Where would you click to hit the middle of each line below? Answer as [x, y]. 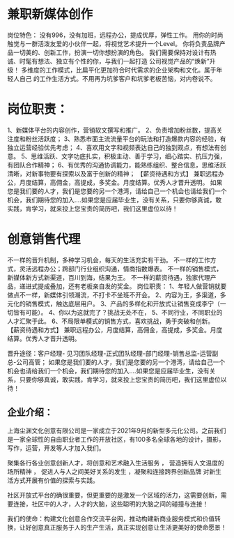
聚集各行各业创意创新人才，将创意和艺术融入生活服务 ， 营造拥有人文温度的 [116, 463]
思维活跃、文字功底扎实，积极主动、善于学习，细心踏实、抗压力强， [128, 156]
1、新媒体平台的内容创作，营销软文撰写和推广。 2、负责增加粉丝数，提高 [112, 130]
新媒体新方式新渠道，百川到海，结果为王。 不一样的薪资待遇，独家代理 [109, 277]
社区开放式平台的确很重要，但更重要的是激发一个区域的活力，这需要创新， [114, 495]
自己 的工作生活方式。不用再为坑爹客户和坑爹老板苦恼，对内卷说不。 [118, 78]
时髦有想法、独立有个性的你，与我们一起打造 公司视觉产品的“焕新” [115, 61]
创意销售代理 [44, 240]
